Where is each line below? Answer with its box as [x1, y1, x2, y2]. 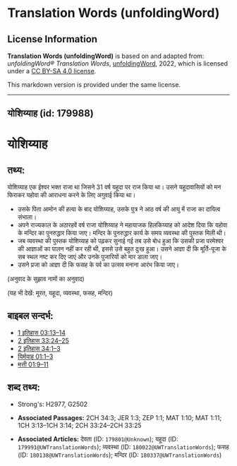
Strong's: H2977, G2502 [17, 400, 88, 409]
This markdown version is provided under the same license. [7, 80, 181, 89]
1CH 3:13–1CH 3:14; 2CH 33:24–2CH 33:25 [17, 422, 142, 430]
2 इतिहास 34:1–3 [17, 345, 61, 353]
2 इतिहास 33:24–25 [17, 337, 69, 345]
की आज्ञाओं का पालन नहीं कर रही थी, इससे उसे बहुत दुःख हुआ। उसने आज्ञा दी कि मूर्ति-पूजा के [17, 245, 227, 253]
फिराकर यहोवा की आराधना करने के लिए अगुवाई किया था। [7, 191, 136, 199]
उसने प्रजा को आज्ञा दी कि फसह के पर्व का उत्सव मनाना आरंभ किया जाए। [17, 261, 180, 269]
